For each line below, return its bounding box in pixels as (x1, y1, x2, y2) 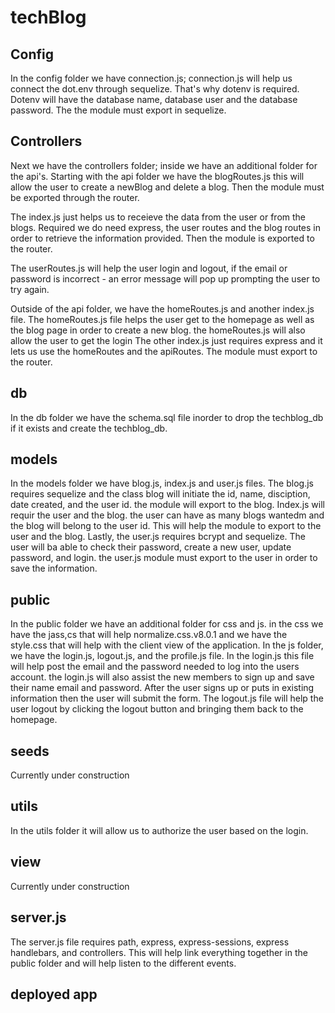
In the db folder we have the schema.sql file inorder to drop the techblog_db (10, 411, 324, 423)
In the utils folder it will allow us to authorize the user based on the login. (10, 824, 309, 836)
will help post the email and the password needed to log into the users (10, 661, 300, 673)
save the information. (10, 562, 98, 575)
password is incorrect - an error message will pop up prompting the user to (10, 272, 321, 285)
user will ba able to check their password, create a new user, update (10, 541, 292, 553)
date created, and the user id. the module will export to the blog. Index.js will (10, 499, 326, 511)
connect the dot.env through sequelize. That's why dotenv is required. (10, 83, 300, 95)
